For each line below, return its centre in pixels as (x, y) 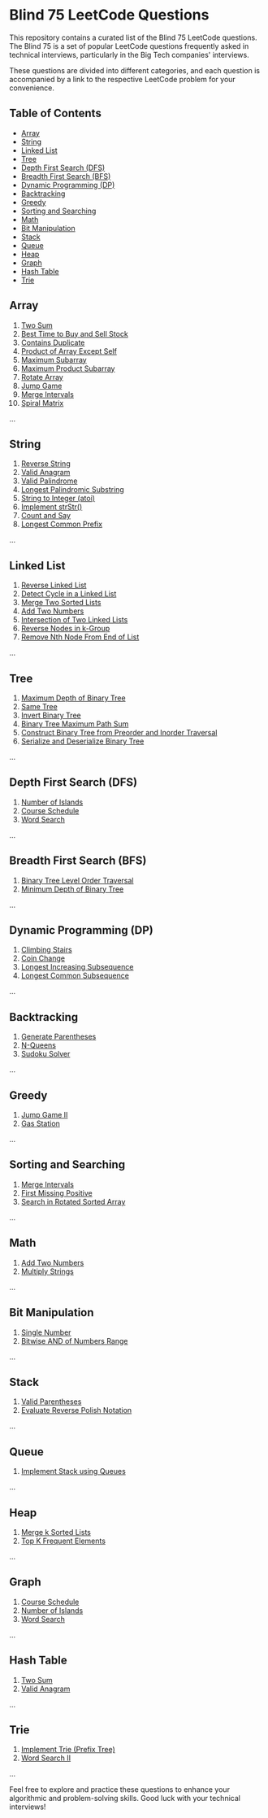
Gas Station (40, 1123)
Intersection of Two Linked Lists (74, 620)
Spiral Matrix (42, 403)
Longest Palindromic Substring (72, 490)
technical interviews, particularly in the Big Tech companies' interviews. (130, 54)
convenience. (32, 88)
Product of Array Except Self (69, 351)
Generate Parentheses (58, 1037)
